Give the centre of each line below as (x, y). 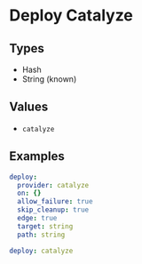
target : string (45, 226)
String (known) (49, 79)
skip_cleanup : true (53, 210)
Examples (37, 156)
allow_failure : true (55, 202)
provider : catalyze (53, 185)
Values (29, 107)
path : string (41, 235)
